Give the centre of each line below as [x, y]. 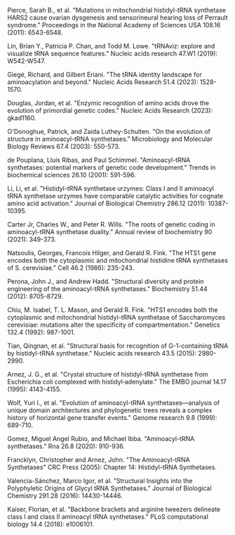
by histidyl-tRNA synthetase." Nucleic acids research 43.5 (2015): [102, 353]
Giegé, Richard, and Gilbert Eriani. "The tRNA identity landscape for [105, 74]
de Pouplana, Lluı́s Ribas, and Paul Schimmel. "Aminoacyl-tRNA [99, 160]
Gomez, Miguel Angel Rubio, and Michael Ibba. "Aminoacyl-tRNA [101, 439]
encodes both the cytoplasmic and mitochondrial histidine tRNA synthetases [117, 260]
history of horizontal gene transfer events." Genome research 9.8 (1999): [112, 418]
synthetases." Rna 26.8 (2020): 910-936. [66, 446]
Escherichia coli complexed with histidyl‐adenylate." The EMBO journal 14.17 [117, 382]
